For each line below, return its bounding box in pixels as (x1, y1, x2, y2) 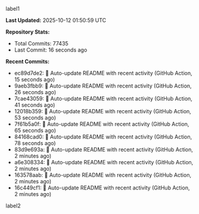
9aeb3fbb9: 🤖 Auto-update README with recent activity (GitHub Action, (14, 82, 192, 89)
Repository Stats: (5, 28, 50, 35)
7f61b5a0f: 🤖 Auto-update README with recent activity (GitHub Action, (14, 120, 189, 128)
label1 (5, 5, 20, 12)
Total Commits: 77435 (14, 40, 69, 47)
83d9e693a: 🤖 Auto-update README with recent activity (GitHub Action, (14, 146, 194, 153)
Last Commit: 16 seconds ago (14, 46, 87, 53)
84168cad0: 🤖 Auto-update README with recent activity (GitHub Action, (14, 133, 192, 140)
